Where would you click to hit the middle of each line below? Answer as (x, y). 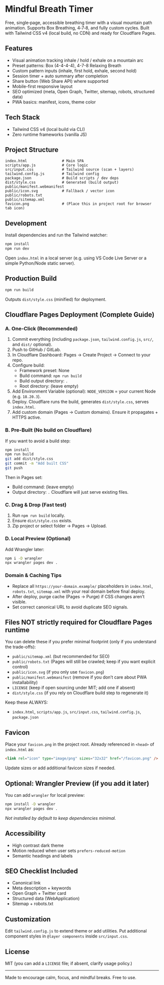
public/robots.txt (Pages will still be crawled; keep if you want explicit (84, 662)
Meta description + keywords (42, 888)
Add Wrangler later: (25, 549)
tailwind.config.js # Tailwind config (52, 174)
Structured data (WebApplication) (46, 899)
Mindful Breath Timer (49, 9)
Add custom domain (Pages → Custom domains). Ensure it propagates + (85, 412)
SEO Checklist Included (41, 871)
